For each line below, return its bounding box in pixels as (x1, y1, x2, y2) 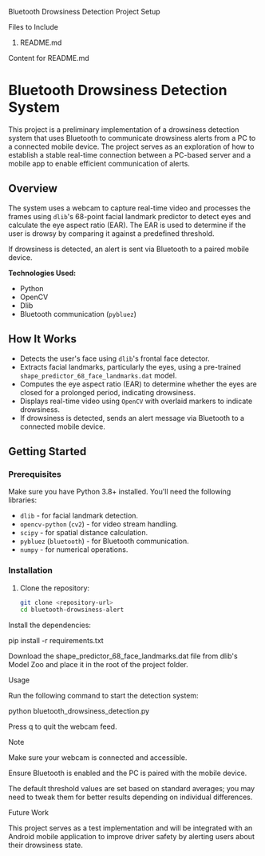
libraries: (8, 495, 38, 505)
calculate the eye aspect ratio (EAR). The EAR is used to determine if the (8, 220, 246, 230)
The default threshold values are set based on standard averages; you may (8, 784, 255, 794)
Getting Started (8, 444, 87, 458)
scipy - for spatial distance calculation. (19, 528, 148, 538)
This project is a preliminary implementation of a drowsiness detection (8, 124, 239, 134)
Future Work (8, 808, 49, 818)
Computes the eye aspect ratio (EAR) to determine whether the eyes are (19, 379, 257, 389)
